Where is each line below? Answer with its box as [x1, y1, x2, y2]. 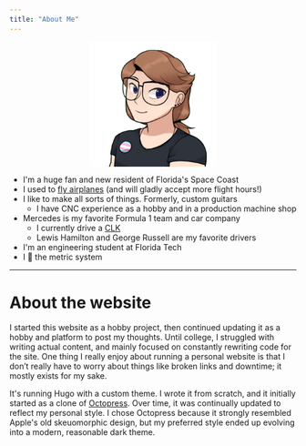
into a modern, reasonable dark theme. [9, 427, 156, 438]
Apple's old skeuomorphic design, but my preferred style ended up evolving [9, 417, 295, 428]
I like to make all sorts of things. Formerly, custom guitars [22, 194, 239, 205]
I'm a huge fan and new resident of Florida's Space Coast [22, 174, 240, 186]
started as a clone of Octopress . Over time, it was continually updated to [9, 398, 281, 409]
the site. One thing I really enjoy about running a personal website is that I [9, 351, 285, 362]
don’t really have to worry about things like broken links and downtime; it [9, 360, 282, 372]
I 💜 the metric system [22, 251, 103, 263]
